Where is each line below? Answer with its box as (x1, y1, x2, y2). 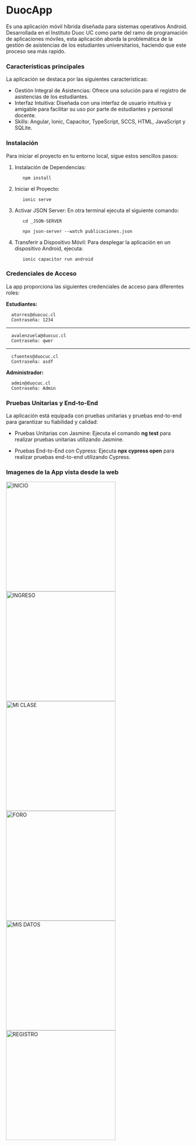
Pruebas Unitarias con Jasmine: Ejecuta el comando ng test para (14, 430, 171, 437)
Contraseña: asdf (11, 358, 54, 365)
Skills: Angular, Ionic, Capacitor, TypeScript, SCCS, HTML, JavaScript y (14, 118, 185, 125)
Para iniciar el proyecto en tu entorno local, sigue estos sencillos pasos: (6, 152, 178, 159)
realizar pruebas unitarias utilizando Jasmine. (14, 436, 124, 443)
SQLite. (14, 124, 33, 132)
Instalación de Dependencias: (14, 163, 86, 170)
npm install (22, 175, 52, 181)
